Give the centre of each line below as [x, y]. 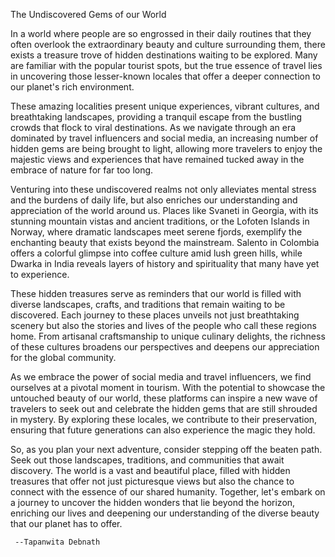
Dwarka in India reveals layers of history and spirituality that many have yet [165, 263]
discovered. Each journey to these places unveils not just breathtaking [155, 315]
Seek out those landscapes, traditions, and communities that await [147, 460]
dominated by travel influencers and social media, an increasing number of [164, 138]
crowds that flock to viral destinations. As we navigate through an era [153, 127]
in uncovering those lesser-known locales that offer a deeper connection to [165, 76]
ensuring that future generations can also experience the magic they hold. [163, 430]
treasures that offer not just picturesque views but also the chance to [152, 481]
